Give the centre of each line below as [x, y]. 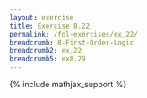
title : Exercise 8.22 [50, 26]
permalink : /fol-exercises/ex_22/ [74, 34]
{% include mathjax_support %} [68, 84]
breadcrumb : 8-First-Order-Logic [72, 42]
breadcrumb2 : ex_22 [46, 51]
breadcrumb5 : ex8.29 [48, 59]
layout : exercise [42, 17]
